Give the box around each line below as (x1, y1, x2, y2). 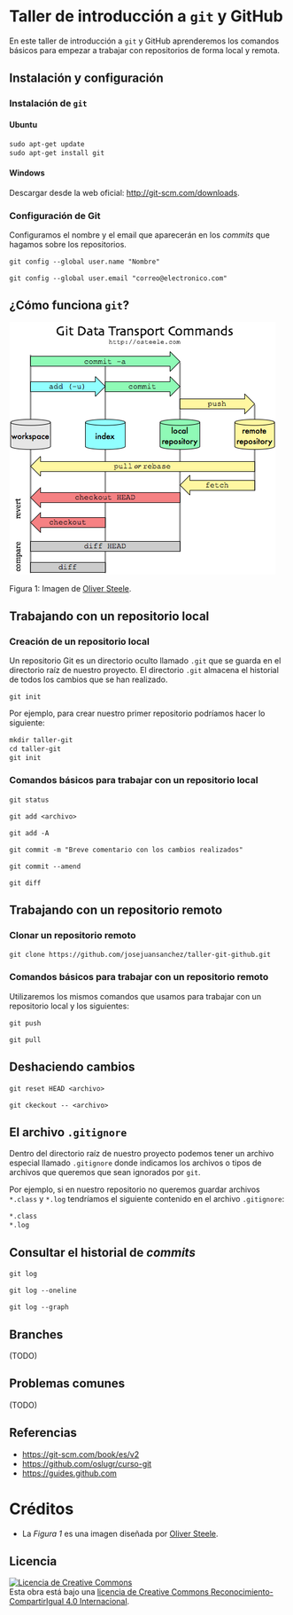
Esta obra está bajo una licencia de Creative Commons (9, 1587, 210, 1597)
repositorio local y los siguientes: (9, 1000, 130, 1011)
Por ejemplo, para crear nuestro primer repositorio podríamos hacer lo (9, 708, 266, 719)
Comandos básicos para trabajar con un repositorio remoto (9, 971, 269, 984)
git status (9, 796, 50, 804)
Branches (9, 1327, 64, 1342)
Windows (9, 168, 45, 178)
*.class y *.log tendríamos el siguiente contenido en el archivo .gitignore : (9, 1194, 285, 1204)
